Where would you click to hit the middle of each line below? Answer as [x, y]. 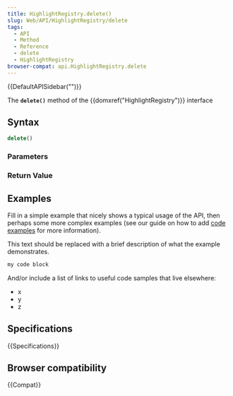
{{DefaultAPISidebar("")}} [44, 86]
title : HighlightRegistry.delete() [60, 14]
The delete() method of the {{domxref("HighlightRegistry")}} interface [110, 100]
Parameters [28, 157]
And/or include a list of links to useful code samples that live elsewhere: [112, 278]
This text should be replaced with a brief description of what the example [114, 244]
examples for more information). [54, 230]
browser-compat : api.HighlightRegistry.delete [77, 66]
